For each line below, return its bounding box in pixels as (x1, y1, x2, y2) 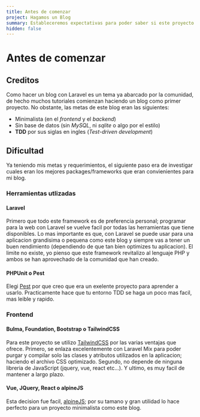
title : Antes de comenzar (6, 8, 71, 15)
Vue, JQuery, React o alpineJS (6, 385, 84, 392)
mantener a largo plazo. (6, 370, 65, 378)
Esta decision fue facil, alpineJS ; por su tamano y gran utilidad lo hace (6, 397, 180, 405)
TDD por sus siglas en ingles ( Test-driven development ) (14, 128, 153, 136)
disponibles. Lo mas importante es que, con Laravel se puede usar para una (6, 230, 193, 238)
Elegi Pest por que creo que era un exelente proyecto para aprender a (6, 283, 178, 290)
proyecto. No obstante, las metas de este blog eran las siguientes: (6, 104, 169, 111)
